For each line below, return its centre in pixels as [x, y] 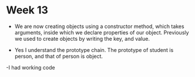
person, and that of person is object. [59, 56]
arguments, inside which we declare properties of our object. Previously [102, 32]
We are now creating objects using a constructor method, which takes [99, 26]
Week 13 [27, 10]
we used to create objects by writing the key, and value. [82, 38]
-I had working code [31, 67]
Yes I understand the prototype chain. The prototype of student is [94, 50]
